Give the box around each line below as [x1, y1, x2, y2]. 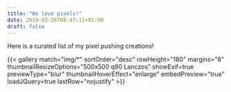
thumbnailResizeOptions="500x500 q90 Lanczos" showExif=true [7, 63, 194, 71]
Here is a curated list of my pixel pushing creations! [7, 42, 154, 50]
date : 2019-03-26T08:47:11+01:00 [7, 17, 104, 24]
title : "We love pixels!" [7, 10, 82, 17]
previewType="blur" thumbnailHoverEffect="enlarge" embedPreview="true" [7, 70, 225, 78]
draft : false [7, 23, 45, 30]
